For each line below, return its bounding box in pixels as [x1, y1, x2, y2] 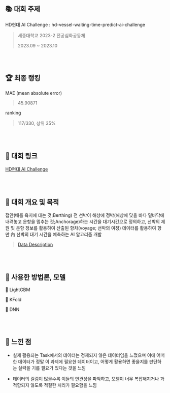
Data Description [17, 241, 53, 248]
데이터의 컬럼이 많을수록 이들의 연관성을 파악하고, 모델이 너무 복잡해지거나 [12, 376, 159, 382]
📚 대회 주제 [5, 5, 41, 14]
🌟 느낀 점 [5, 338, 31, 346]
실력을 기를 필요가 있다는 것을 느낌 [18, 364, 86, 371]
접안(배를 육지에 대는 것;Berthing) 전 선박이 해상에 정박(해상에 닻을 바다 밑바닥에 [5, 212, 165, 218]
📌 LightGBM [5, 287, 30, 293]
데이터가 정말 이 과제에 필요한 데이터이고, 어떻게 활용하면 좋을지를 [18, 358, 148, 364]
